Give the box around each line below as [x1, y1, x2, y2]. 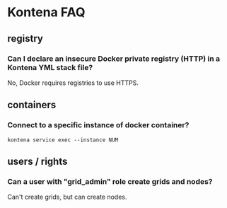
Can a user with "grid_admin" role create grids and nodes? [7, 176, 214, 186]
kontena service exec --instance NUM [7, 136, 119, 144]
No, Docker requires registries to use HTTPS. [7, 79, 139, 87]
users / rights [7, 155, 68, 167]
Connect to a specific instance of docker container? [7, 120, 190, 130]
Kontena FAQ [7, 4, 86, 21]
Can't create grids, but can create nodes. [7, 192, 127, 202]
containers [7, 99, 57, 111]
